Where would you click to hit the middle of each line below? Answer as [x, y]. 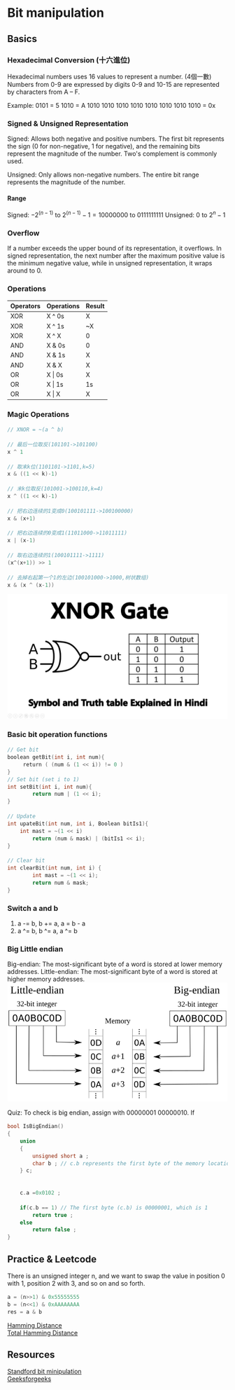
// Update [22, 817]
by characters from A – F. [44, 92]
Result [95, 306]
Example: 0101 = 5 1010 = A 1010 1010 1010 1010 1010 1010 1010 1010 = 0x [112, 105]
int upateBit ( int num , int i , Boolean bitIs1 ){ [78, 824]
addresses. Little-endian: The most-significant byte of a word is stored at [113, 972]
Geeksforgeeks [29, 1379]
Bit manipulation [56, 13]
